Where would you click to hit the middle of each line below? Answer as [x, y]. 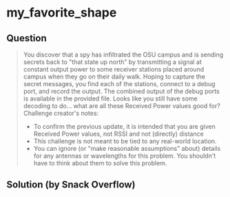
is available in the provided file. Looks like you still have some [110, 98]
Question [27, 38]
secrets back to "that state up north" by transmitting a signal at [113, 62]
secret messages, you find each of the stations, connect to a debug [119, 84]
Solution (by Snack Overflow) [71, 185]
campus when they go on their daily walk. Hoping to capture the [114, 76]
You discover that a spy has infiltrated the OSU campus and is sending [123, 54]
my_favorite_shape [62, 13]
